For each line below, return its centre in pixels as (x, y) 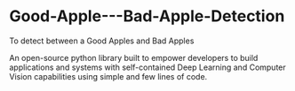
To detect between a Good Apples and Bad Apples (102, 41)
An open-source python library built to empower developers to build (134, 57)
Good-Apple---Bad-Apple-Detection (147, 16)
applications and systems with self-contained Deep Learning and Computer (147, 67)
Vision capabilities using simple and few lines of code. (108, 76)
